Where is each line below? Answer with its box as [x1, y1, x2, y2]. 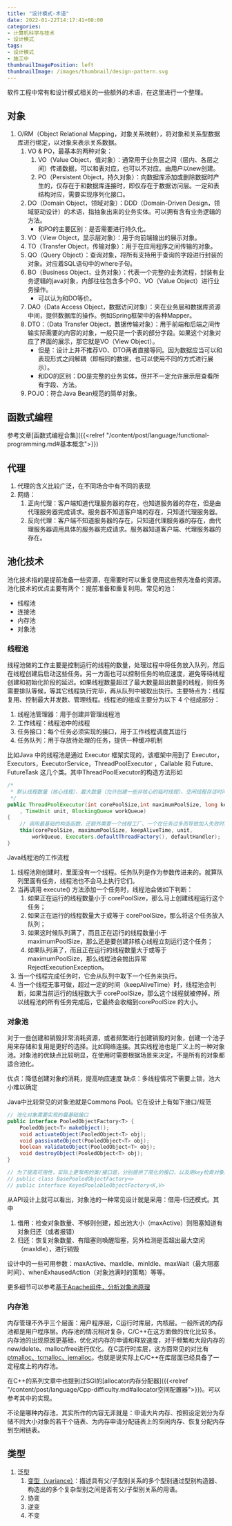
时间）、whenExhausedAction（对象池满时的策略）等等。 [7, 1268, 169, 1276]
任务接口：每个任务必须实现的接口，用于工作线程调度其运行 [17, 727, 187, 736]
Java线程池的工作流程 [7, 853, 70, 862]
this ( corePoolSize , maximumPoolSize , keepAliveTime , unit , [19, 827, 193, 834]
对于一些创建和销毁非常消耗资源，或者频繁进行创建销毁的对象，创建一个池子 [7, 1034, 225, 1042]
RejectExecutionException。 [27, 963, 108, 971]
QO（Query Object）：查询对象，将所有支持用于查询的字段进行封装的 [27, 251, 223, 260]
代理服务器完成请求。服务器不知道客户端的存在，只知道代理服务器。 [27, 507, 222, 516]
